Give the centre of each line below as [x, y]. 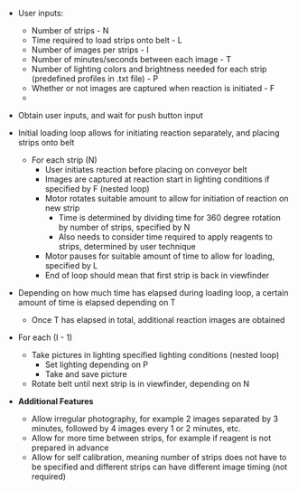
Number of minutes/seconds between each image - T [131, 59]
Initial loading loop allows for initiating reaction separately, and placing [149, 133]
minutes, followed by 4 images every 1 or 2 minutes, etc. [136, 428]
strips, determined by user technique [127, 246]
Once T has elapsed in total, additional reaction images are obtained [158, 320]
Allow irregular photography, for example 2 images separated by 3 [154, 419]
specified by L [71, 265]
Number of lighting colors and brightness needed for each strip [149, 69]
